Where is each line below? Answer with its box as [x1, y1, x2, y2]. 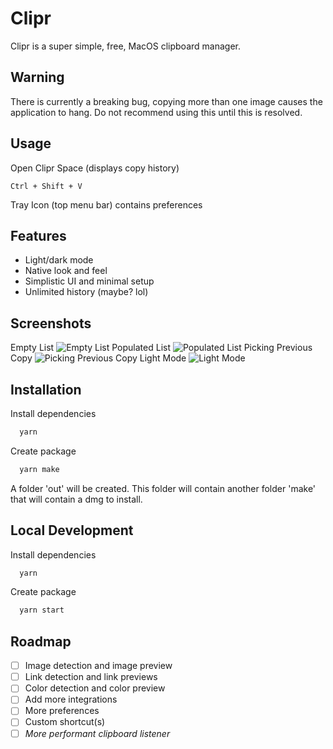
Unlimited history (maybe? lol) [24, 286, 149, 298]
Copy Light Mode [10, 352, 187, 364]
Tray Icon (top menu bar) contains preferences [10, 198, 203, 211]
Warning [10, 69, 65, 86]
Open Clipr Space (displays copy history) [10, 162, 180, 174]
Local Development [10, 522, 134, 539]
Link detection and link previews [24, 671, 158, 683]
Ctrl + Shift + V [10, 181, 83, 191]
